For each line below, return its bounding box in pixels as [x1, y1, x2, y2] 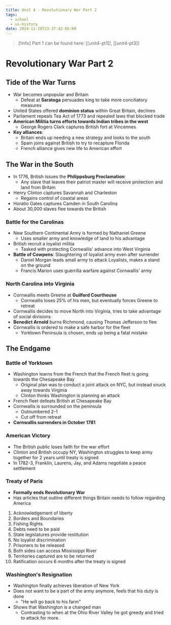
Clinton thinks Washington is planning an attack [20, 392, 120, 398]
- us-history [10, 21, 38, 27]
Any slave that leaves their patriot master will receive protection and [20, 178, 163, 185]
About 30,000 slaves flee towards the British [13, 206, 107, 212]
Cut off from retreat [20, 414, 62, 420]
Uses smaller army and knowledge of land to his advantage [20, 235, 145, 241]
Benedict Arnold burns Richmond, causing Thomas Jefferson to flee [13, 319, 157, 325]
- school [10, 17, 29, 22]
